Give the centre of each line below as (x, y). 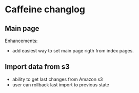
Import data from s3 (37, 67)
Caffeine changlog (45, 10)
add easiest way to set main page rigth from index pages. (73, 51)
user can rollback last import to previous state (61, 85)
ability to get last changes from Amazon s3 (57, 79)
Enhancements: (21, 41)
